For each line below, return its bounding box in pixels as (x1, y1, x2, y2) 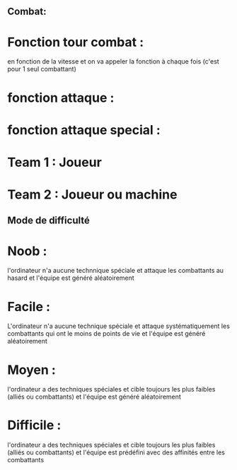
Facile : (7, 298, 51, 315)
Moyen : (7, 362, 57, 377)
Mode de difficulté (7, 215, 90, 227)
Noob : (7, 243, 47, 259)
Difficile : (7, 417, 62, 433)
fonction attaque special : (7, 122, 161, 138)
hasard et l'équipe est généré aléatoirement (7, 274, 134, 282)
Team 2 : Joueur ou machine (7, 187, 178, 203)
